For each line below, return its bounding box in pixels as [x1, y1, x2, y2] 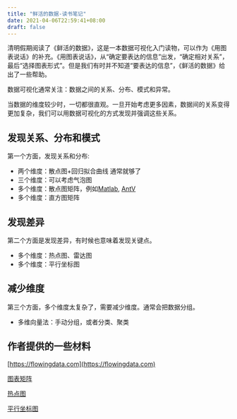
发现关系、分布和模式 [7, 131, 100, 143]
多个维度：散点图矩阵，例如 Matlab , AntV [17, 184, 136, 193]
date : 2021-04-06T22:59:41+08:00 [7, 17, 106, 24]
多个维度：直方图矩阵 [17, 194, 80, 202]
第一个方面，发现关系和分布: [7, 152, 90, 160]
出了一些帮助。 [7, 70, 51, 78]
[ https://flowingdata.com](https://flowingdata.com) [7, 360, 156, 368]
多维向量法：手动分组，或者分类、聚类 [17, 317, 129, 326]
